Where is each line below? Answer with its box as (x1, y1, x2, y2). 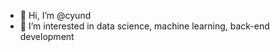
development (19, 31, 75, 42)
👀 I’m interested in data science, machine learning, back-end (19, 20, 270, 32)
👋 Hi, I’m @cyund (19, 10, 92, 21)
